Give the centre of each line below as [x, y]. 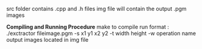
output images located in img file [48, 40]
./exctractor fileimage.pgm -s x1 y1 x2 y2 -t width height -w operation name [101, 33]
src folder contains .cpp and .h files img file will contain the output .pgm [97, 9]
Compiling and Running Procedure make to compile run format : [88, 27]
